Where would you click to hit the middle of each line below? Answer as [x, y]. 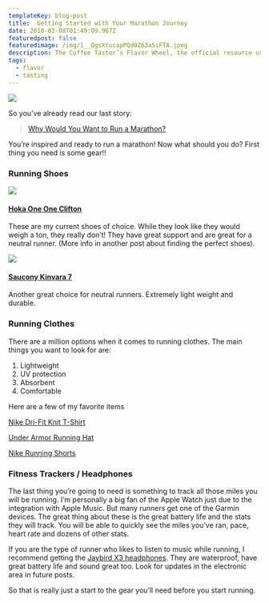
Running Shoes [38, 173]
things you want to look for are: [60, 350]
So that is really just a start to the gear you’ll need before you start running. [132, 590]
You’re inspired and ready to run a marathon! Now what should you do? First [134, 144]
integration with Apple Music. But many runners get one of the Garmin [124, 508]
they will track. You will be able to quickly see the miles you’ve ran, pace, [128, 525]
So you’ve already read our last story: [70, 113]
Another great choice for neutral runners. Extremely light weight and [121, 295]
